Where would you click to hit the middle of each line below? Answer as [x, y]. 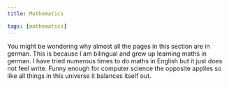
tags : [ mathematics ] [37, 26]
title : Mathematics [36, 14]
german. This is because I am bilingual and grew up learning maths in [107, 54]
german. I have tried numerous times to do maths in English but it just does [115, 61]
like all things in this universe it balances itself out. [79, 76]
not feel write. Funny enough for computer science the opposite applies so [114, 68]
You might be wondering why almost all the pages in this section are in [109, 46]
